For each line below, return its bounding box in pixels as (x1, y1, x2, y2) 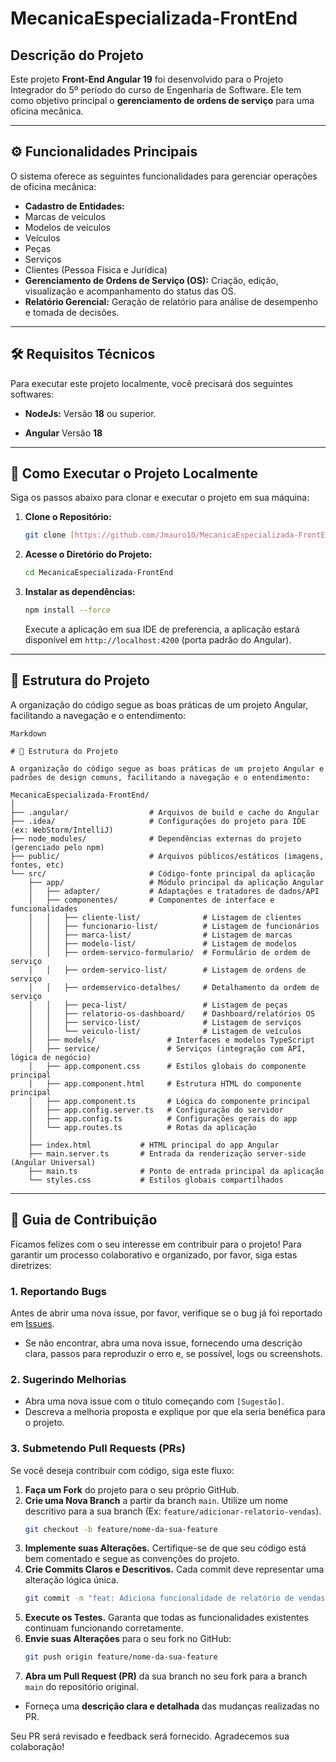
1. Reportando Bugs (10, 1284, 107, 1298)
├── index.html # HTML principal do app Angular (28, 1140, 280, 1150)
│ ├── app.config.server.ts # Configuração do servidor (28, 1105, 284, 1115)
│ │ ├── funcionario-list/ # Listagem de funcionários (28, 921, 320, 931)
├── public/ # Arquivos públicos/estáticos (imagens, (10, 851, 325, 861)
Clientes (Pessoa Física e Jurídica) (24, 263, 168, 276)
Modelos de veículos (24, 221, 111, 233)
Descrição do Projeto (10, 47, 144, 64)
